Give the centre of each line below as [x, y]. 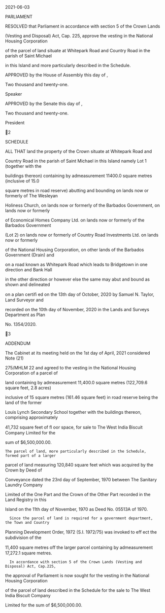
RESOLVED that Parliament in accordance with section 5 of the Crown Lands [82, 26]
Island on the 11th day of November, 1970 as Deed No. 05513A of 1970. [77, 509]
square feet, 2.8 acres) [28, 388]
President [15, 123]
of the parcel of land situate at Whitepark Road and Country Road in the [78, 51]
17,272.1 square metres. [29, 553]
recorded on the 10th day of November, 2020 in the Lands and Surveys [77, 309]
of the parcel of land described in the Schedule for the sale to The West [78, 590]
